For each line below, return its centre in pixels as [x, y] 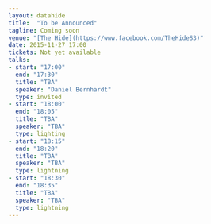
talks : [19, 60]
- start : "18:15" [37, 141]
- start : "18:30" [37, 178]
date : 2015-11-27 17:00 [48, 45]
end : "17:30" [37, 75]
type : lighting [40, 133]
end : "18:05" [37, 112]
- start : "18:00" [37, 104]
